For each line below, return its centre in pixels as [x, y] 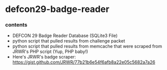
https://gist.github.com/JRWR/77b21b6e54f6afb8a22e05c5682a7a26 [84, 62]
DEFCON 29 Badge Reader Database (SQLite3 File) [65, 35]
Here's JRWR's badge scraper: [44, 57]
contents [16, 25]
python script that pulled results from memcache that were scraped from [87, 46]
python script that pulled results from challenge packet [69, 41]
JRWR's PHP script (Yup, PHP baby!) [50, 51]
